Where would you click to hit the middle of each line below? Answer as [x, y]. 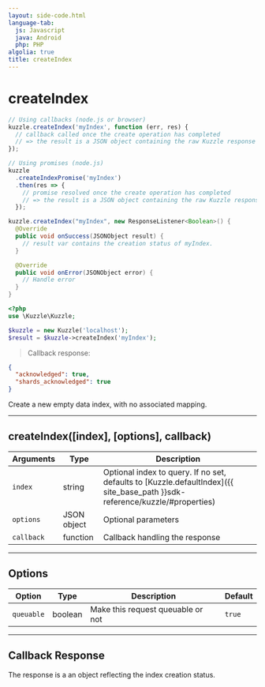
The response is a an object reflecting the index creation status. [112, 674]
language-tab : [32, 23]
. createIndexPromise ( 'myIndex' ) [69, 178]
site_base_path [131, 492]
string [73, 486]
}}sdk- [173, 492]
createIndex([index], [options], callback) [110, 436]
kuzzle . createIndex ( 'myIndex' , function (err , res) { [99, 127]
